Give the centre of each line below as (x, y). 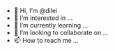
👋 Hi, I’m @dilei (36, 11)
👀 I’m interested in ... (43, 18)
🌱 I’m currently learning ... (51, 25)
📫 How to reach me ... (46, 40)
